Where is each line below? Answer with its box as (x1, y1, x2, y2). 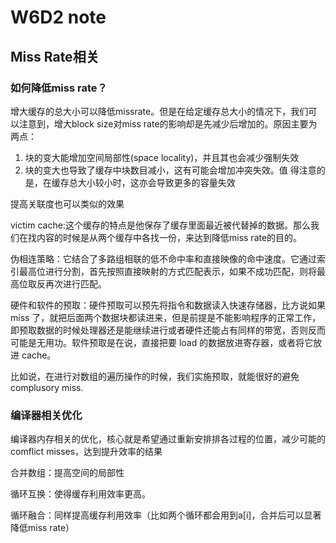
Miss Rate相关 (10, 48, 100, 65)
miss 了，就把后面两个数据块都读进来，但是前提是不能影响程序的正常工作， (10, 311, 322, 323)
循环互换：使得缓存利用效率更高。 (10, 488, 151, 500)
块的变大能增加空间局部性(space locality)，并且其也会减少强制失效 (24, 151, 300, 163)
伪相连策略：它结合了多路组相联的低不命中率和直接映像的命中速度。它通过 (10, 252, 317, 265)
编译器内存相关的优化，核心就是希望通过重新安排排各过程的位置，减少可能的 (10, 433, 326, 445)
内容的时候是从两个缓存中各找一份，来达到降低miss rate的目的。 (36, 231, 303, 243)
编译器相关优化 (10, 408, 83, 422)
